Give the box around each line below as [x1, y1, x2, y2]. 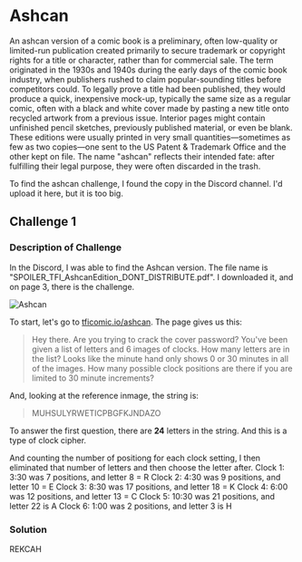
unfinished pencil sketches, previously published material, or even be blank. [9, 121, 293, 132]
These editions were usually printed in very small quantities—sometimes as [9, 131, 291, 142]
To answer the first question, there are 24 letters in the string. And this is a [9, 425, 287, 436]
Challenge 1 [9, 214, 77, 229]
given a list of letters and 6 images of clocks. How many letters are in [31, 344, 290, 354]
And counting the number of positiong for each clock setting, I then [9, 452, 261, 463]
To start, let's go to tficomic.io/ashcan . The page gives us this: [9, 316, 243, 327]
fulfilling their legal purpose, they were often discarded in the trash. [9, 160, 261, 171]
